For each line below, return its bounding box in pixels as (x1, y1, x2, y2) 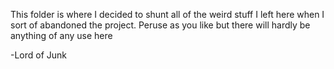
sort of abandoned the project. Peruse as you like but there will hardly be (10, 19, 311, 31)
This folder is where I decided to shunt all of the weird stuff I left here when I (10, 9, 325, 20)
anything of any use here (10, 30, 113, 41)
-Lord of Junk (10, 49, 68, 61)
